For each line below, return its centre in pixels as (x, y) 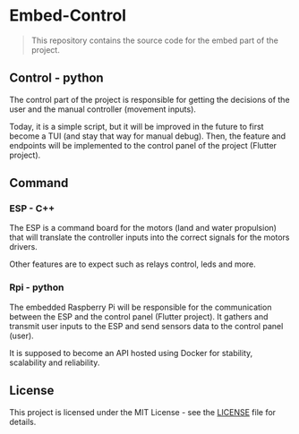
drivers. (23, 247)
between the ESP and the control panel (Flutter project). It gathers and (139, 316)
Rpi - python (37, 287)
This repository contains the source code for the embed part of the (155, 40)
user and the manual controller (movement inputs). (103, 109)
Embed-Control (68, 16)
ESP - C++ (32, 208)
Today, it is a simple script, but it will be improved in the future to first (137, 126)
